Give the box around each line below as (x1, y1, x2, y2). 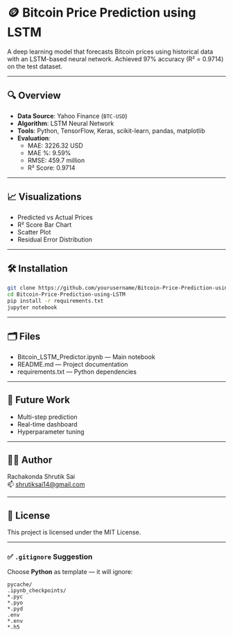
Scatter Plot (17, 228, 51, 236)
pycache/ (7, 581, 33, 588)
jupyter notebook (7, 304, 58, 311)
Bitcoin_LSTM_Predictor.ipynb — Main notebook (17, 352, 156, 361)
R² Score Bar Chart (17, 220, 72, 229)
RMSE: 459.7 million (27, 156, 85, 164)
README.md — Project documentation (17, 360, 128, 368)
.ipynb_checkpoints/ (7, 587, 67, 594)
